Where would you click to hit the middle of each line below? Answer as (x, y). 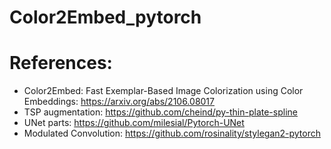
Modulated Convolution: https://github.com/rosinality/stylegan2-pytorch (172, 133)
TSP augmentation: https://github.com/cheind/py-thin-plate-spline (160, 112)
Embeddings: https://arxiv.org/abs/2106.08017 (119, 102)
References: (61, 63)
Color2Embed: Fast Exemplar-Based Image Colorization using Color (163, 91)
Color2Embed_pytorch (105, 17)
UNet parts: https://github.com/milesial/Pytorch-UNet (134, 123)
